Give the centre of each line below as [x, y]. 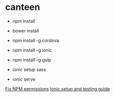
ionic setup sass [29, 69]
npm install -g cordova [35, 40]
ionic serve [24, 79]
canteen [23, 7]
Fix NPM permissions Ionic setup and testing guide [57, 88]
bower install [25, 30]
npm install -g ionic [32, 50]
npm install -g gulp [32, 59]
